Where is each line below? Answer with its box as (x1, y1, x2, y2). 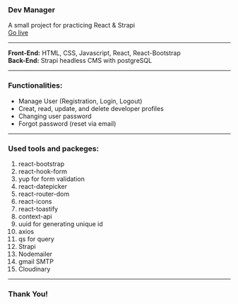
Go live (8, 28, 29, 37)
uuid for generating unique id (18, 219, 103, 228)
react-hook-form (18, 167, 68, 175)
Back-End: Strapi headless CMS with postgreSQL (8, 57, 153, 65)
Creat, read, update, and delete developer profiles (18, 104, 165, 112)
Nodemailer (18, 250, 52, 258)
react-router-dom (18, 189, 70, 198)
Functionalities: (8, 81, 63, 90)
